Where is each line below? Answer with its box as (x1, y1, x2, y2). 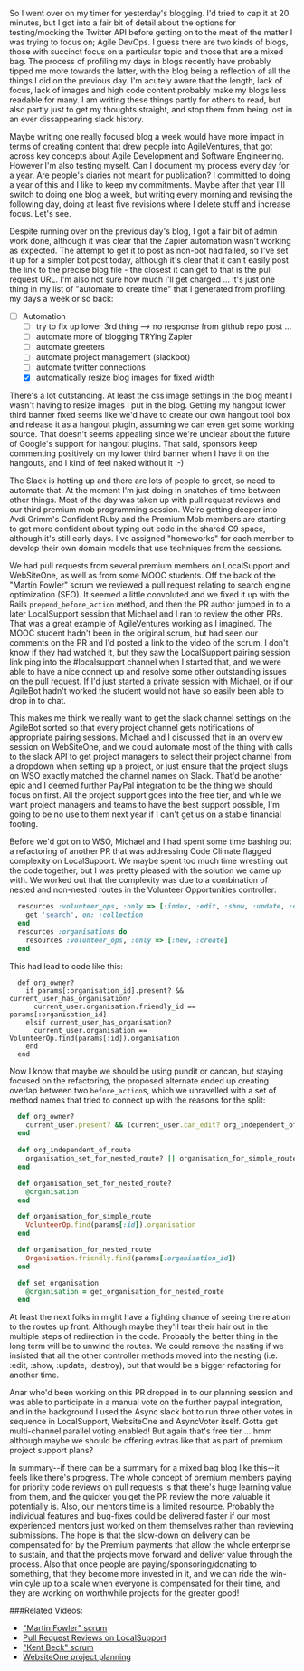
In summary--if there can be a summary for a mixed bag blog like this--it (9, 1462, 280, 1473)
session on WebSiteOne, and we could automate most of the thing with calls (9, 742, 293, 753)
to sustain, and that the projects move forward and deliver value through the (9, 1550, 293, 1560)
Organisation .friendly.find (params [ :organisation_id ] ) (25, 1253, 237, 1263)
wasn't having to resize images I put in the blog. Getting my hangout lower (9, 400, 287, 411)
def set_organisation (17, 1278, 100, 1287)
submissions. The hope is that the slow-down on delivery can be (9, 1530, 251, 1540)
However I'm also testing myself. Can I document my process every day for (9, 160, 290, 170)
